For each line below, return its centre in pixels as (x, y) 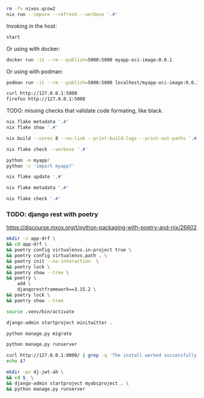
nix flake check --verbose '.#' (47, 149)
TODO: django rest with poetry (52, 214)
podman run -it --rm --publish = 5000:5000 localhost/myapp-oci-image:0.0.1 (103, 83)
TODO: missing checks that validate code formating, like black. (85, 111)
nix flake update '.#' (35, 177)
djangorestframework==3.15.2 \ (57, 289)
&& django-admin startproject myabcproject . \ (68, 383)
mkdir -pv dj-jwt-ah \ (35, 372)
